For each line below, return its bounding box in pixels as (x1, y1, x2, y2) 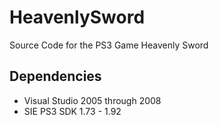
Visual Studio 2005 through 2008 (23, 94, 162, 106)
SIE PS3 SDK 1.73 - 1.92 (23, 105, 122, 117)
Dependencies (9, 68, 102, 85)
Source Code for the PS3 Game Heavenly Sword (9, 39, 209, 51)
